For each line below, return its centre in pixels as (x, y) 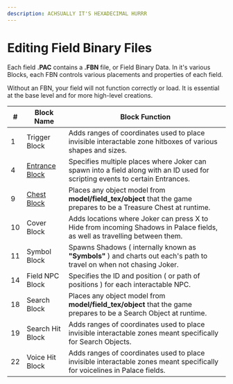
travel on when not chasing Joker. (123, 264)
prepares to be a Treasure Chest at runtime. (139, 207)
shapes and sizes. (97, 150)
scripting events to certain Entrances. (129, 179)
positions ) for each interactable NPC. (129, 284)
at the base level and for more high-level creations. (80, 95)
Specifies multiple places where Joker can (137, 162)
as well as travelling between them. (126, 236)
